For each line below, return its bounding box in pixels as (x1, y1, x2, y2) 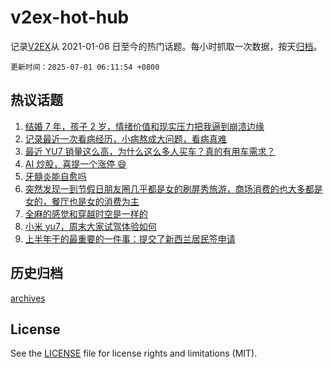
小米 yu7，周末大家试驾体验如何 (24, 220, 157, 232)
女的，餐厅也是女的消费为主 (24, 195, 140, 207)
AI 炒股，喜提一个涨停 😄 (24, 157, 127, 170)
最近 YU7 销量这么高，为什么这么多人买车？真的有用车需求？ (24, 145, 276, 157)
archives (10, 292, 46, 304)
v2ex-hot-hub (10, 6, 130, 29)
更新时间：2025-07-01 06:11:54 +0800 (10, 62, 160, 72)
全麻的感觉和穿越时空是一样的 (24, 207, 148, 220)
